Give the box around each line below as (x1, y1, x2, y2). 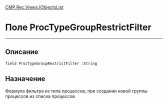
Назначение (5, 74, 45, 83)
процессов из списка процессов (5, 93, 75, 99)
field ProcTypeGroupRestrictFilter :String (5, 61, 97, 66)
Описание (5, 47, 38, 56)
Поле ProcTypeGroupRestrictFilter (5, 22, 151, 33)
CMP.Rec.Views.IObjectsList (5, 4, 63, 10)
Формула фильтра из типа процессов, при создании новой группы (5, 87, 147, 94)
